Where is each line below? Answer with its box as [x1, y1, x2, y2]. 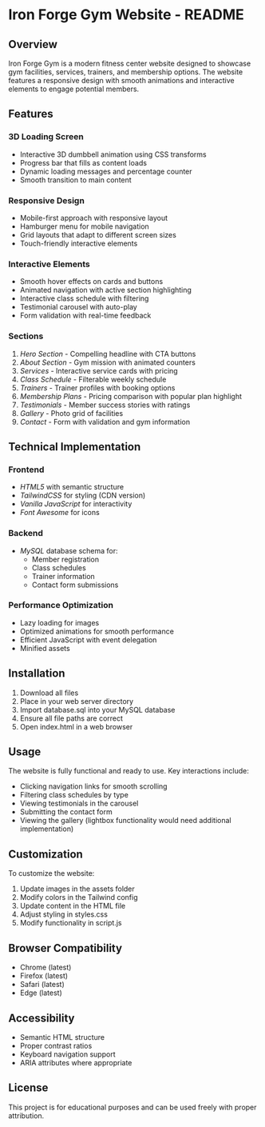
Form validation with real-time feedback [19, 310, 152, 321]
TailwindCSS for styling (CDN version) [19, 490, 146, 501]
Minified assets [19, 643, 70, 653]
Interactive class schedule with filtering [19, 294, 149, 303]
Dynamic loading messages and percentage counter [19, 166, 193, 176]
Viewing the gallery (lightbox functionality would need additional [19, 816, 231, 825]
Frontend [8, 464, 45, 475]
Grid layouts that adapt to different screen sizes [19, 230, 177, 239]
